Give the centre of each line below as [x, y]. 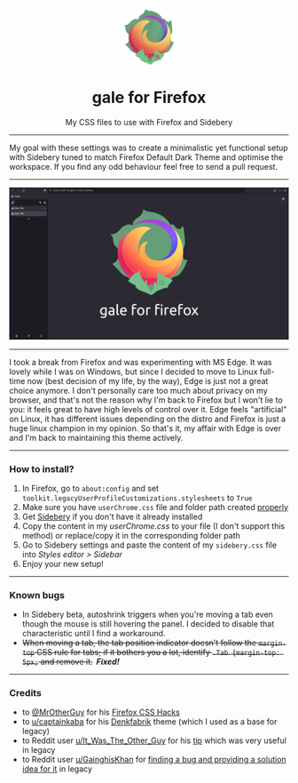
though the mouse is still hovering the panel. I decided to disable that [148, 624]
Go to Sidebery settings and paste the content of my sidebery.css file [149, 545]
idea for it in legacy [57, 769]
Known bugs [37, 595]
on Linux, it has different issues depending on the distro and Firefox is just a [148, 419]
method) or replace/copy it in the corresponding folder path [131, 535]
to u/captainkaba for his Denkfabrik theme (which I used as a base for [149, 722]
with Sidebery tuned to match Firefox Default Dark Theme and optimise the [146, 157]
